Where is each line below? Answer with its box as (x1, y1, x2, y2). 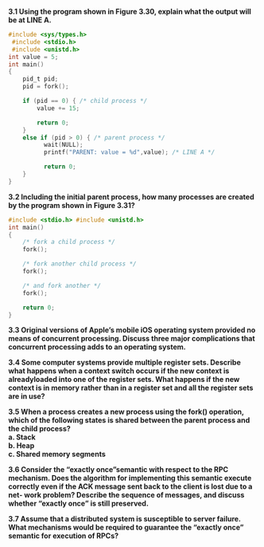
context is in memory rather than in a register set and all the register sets (8, 383, 254, 393)
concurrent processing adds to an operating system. (8, 342, 186, 352)
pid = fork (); (22, 83, 69, 91)
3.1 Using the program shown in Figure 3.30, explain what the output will (8, 7, 252, 16)
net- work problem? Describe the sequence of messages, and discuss (8, 490, 245, 500)
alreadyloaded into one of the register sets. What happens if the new (8, 375, 240, 384)
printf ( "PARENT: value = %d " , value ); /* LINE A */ (43, 148, 215, 156)
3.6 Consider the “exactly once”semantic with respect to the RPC (8, 465, 229, 474)
